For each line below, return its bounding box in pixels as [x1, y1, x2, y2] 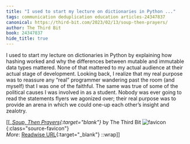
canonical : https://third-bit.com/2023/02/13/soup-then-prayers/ [6, 19, 168, 25]
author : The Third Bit [6, 24, 61, 31]
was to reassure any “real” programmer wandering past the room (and [6, 76, 175, 83]
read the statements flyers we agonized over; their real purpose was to [6, 95, 177, 102]
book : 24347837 [6, 30, 43, 36]
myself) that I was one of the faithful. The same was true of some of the [6, 83, 178, 89]
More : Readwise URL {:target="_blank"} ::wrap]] [6, 131, 121, 138]
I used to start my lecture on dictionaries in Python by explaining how [6, 52, 172, 58]
